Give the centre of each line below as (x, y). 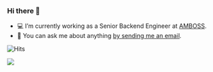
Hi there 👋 (24, 11)
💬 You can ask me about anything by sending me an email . (99, 36)
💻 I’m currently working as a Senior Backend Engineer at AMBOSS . (112, 26)
